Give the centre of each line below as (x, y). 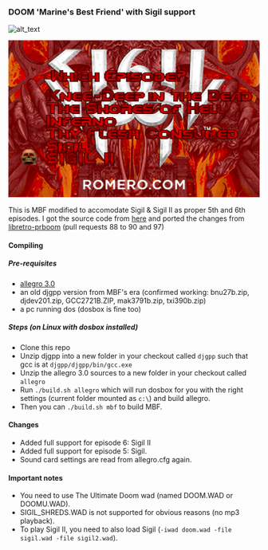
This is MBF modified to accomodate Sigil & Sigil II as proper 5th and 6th (127, 210)
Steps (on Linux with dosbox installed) (73, 327)
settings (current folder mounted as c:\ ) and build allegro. (115, 398)
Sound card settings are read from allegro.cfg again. (106, 460)
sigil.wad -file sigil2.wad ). (69, 538)
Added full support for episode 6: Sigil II (85, 443)
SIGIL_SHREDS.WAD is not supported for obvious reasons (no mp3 (130, 513)
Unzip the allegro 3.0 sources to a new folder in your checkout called (133, 372)
